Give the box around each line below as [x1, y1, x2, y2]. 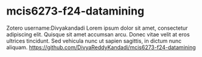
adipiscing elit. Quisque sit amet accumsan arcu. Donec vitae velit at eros [6, 30, 190, 38]
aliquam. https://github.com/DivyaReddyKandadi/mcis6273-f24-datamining [6, 44, 196, 51]
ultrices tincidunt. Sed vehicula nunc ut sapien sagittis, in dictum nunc [6, 37, 182, 44]
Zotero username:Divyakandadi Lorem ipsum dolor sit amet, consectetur [6, 24, 188, 32]
